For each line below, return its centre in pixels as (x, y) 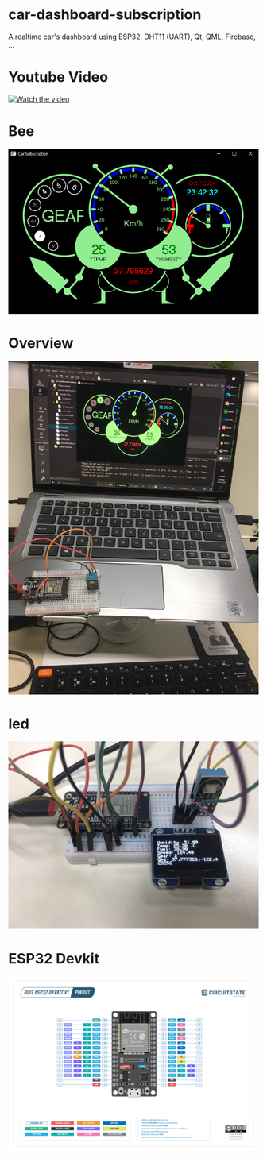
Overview (41, 343)
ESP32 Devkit (54, 958)
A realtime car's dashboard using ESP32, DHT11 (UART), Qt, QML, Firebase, (132, 37)
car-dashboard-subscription (105, 15)
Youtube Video (58, 77)
